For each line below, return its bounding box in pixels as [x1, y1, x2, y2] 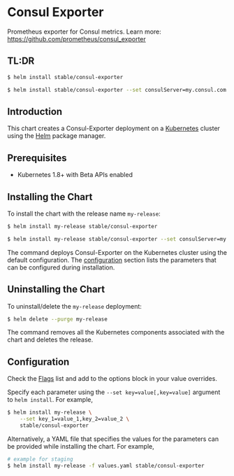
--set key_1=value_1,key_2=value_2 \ [20, 416, 130, 423]
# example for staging [7, 456, 73, 463]
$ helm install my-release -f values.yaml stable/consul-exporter [7, 462, 205, 469]
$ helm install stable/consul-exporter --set [7, 86, 142, 93]
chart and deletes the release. [7, 335, 94, 344]
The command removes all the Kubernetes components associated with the [7, 328, 225, 337]
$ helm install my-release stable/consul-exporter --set [7, 235, 177, 242]
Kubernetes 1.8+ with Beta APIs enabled [17, 171, 133, 179]
